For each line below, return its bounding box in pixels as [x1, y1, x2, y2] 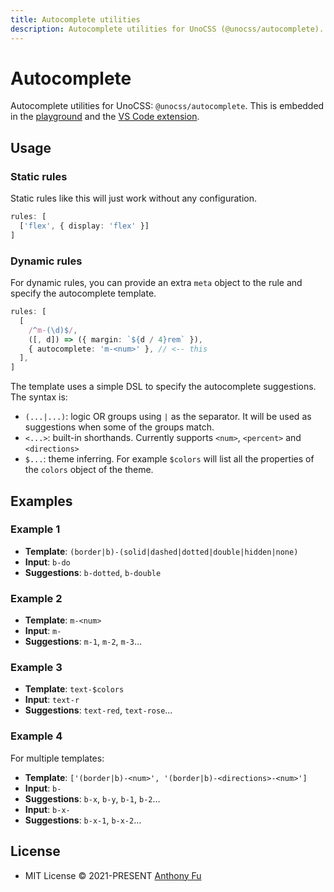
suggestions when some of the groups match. [24, 421, 215, 433]
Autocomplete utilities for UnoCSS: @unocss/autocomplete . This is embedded [10, 100, 325, 112]
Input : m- [24, 625, 62, 637]
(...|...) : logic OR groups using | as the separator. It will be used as [24, 411, 312, 423]
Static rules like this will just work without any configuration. [10, 192, 258, 205]
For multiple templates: [10, 752, 105, 764]
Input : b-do [24, 556, 71, 568]
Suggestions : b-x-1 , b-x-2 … [24, 814, 142, 826]
